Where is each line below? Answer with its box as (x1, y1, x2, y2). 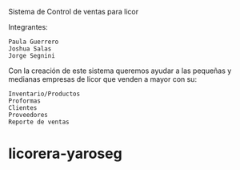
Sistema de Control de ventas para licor (8, 7, 138, 16)
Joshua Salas (8, 45, 52, 53)
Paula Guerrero (8, 38, 59, 46)
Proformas (8, 97, 42, 105)
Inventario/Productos (8, 90, 81, 98)
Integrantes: (8, 22, 48, 31)
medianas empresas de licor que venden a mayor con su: (8, 75, 198, 83)
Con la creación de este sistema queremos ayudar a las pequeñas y (8, 66, 232, 75)
